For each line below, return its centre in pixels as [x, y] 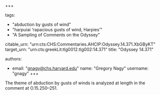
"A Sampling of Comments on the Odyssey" [56, 35]
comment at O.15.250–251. [31, 88]
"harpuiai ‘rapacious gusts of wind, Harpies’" [57, 29]
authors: [13, 59]
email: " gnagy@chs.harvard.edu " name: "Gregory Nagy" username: [80, 68]
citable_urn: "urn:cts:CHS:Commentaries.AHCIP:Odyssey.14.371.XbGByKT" [80, 44]
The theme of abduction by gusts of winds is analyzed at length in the [75, 83]
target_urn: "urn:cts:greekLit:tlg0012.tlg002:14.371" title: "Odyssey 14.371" [79, 49]
